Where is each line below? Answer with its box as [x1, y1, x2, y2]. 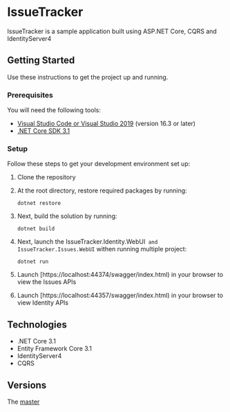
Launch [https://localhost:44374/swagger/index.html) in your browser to [17, 271, 223, 279]
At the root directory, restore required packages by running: [17, 186, 188, 195]
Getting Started [7, 55, 75, 66]
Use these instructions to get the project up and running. [7, 73, 169, 81]
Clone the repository [17, 173, 76, 181]
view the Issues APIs [17, 278, 77, 286]
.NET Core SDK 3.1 [17, 127, 70, 135]
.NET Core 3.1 [17, 337, 57, 346]
